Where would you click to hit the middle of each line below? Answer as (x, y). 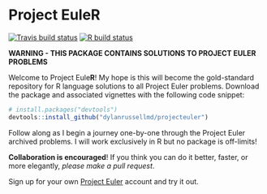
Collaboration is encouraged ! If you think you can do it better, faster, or (129, 157)
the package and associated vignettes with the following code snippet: (127, 94)
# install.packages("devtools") (63, 110)
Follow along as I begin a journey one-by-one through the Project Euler (127, 132)
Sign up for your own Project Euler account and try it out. (103, 181)
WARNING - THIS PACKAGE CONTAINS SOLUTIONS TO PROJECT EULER (132, 53)
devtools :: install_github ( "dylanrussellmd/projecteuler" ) (108, 117)
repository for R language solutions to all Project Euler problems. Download (134, 86)
